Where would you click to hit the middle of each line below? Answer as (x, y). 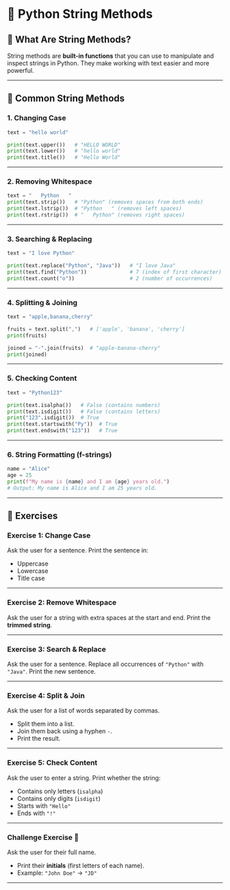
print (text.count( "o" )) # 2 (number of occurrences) (110, 278)
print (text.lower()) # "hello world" (64, 151)
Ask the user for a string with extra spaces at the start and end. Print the (109, 617)
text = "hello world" (38, 132)
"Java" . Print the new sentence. (51, 671)
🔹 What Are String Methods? (69, 40)
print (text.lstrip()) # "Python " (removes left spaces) (95, 209)
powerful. (21, 70)
